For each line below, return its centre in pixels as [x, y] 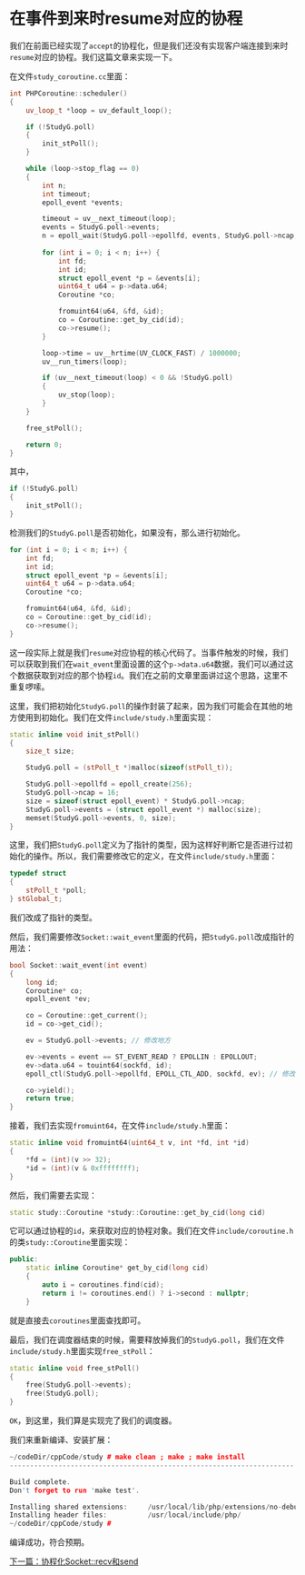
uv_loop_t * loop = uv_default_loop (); [99, 110]
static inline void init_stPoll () [75, 734]
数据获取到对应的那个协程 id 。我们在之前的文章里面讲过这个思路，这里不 [152, 675]
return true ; [50, 1098]
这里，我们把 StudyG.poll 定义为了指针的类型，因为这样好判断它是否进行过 [147, 845]
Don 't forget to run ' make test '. [75, 1490]
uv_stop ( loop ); [87, 395]
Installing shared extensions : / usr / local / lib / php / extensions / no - [146, 1507]
